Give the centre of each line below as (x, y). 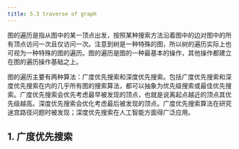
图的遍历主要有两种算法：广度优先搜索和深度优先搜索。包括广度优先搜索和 (116, 77)
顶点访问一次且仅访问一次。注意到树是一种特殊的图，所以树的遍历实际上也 (122, 44)
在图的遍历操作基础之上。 (45, 62)
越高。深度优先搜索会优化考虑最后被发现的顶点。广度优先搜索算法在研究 (126, 103)
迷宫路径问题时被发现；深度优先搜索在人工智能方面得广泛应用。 (101, 112)
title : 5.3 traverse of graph (52, 14)
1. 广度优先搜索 (40, 137)
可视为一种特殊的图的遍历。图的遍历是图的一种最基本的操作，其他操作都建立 (119, 53)
